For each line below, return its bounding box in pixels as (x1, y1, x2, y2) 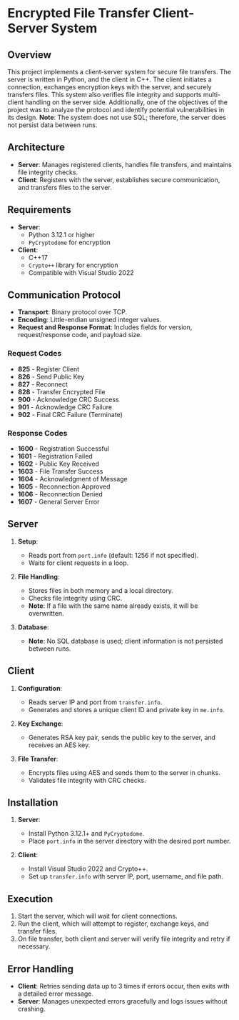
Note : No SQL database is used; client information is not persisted (28, 636, 223, 645)
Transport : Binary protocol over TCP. (17, 308, 128, 316)
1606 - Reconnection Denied (17, 490, 103, 499)
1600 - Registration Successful (17, 444, 109, 453)
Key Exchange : (17, 719, 63, 728)
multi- (203, 91, 221, 99)
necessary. (17, 942, 51, 951)
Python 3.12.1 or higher (28, 230, 95, 239)
